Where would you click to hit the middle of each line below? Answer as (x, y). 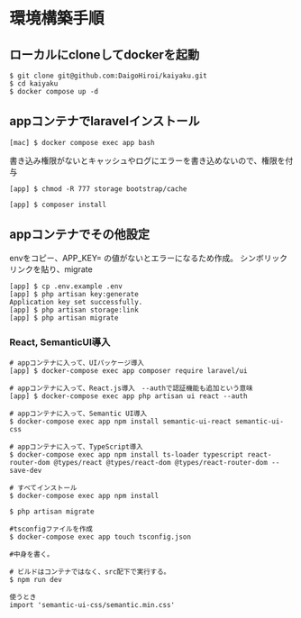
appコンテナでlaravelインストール (105, 121)
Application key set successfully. (76, 302)
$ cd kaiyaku (34, 84)
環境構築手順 (57, 18)
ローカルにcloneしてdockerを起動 (105, 55)
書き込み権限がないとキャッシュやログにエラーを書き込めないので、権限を (147, 160)
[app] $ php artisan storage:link (74, 310)
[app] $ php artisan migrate (64, 318)
